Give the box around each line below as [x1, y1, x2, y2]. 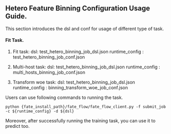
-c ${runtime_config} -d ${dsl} [5, 109, 74, 114]
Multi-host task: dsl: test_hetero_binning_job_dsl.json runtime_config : [12, 64, 160, 70]
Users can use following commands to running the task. [5, 94, 123, 101]
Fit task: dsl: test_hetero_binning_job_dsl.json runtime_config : [12, 48, 144, 55]
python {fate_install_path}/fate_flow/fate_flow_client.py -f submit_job [5, 104, 166, 110]
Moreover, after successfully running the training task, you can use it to [5, 118, 156, 124]
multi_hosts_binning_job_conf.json [12, 69, 85, 75]
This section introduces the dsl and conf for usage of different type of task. [5, 25, 164, 32]
